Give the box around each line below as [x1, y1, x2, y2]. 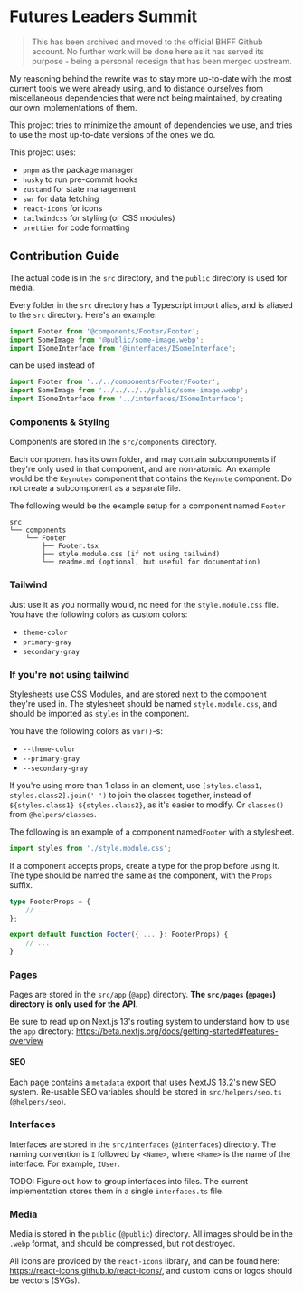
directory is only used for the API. [9, 999, 138, 1009]
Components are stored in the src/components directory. [9, 437, 217, 448]
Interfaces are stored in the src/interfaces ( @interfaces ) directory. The [9, 1139, 277, 1150]
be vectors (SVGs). [9, 1275, 80, 1286]
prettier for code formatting [22, 222, 130, 233]
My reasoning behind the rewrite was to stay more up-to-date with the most [9, 72, 292, 83]
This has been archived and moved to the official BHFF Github [31, 36, 264, 47]
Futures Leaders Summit [9, 6, 198, 27]
